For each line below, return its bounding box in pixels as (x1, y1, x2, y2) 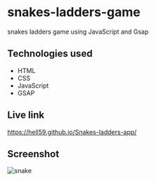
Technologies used (7, 48, 93, 60)
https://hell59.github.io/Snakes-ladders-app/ (7, 128, 137, 136)
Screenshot (7, 148, 60, 160)
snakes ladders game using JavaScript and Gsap (7, 27, 149, 36)
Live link (7, 109, 44, 121)
